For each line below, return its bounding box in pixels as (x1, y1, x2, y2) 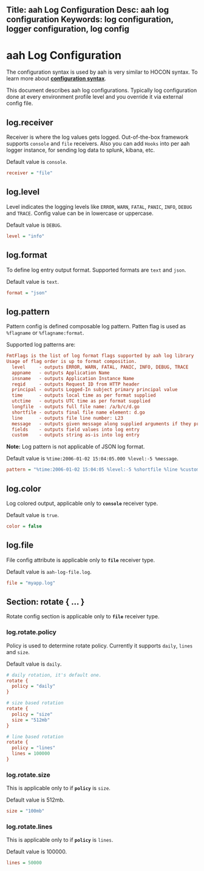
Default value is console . (6, 158, 67, 166)
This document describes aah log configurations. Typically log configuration (6, 86, 197, 94)
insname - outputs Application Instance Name (12, 375, 135, 381)
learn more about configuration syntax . (6, 75, 106, 82)
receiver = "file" (6, 170, 53, 176)
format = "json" (6, 289, 47, 296)
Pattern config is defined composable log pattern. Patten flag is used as (6, 323, 186, 330)
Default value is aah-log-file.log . (6, 568, 92, 575)
